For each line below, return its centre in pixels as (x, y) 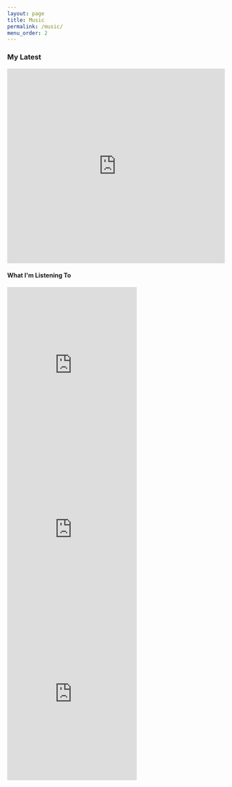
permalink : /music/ (35, 26)
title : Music (26, 20)
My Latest (24, 57)
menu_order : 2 (28, 33)
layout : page (26, 13)
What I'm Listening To (39, 275)
